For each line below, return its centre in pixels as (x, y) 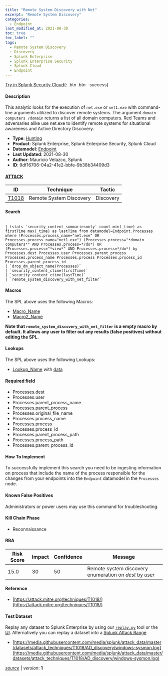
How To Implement (25, 456)
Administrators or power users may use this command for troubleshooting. (82, 506)
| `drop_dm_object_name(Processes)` (43, 266)
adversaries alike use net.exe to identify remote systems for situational (78, 123)
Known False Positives (29, 495)
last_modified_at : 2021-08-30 (37, 29)
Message (123, 557)
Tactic (107, 190)
